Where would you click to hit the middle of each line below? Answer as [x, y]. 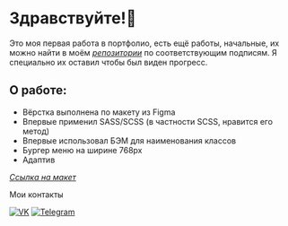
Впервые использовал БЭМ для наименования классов [129, 140]
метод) [36, 131]
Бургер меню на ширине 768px [82, 150]
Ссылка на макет [43, 177]
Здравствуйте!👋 [73, 18]
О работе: [38, 90]
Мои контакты [37, 194]
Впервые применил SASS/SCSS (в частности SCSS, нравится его [148, 121]
